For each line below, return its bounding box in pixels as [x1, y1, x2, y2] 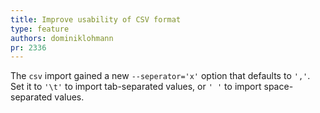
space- [263, 81, 294, 93]
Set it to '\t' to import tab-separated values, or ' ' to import [10, 81, 262, 93]
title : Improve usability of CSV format [10, 14, 182, 25]
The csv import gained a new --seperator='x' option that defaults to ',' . [10, 70, 311, 82]
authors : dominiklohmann [10, 33, 114, 43]
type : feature [10, 24, 70, 34]
